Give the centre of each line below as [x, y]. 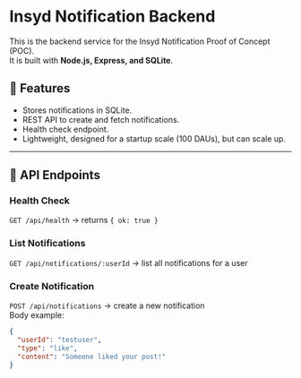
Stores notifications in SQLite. [77, 110]
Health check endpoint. [65, 129]
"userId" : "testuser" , [60, 339]
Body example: [37, 315]
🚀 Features [40, 88]
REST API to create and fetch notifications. [101, 119]
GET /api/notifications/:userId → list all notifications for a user [129, 262]
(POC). [22, 50]
